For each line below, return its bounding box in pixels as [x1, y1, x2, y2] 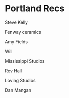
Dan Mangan [5, 87, 31, 93]
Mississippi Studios [5, 58, 45, 64]
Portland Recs [5, 3, 65, 14]
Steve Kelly [5, 19, 28, 25]
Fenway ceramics [5, 29, 41, 35]
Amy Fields [5, 38, 28, 45]
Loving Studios [5, 77, 36, 83]
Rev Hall [5, 68, 22, 74]
